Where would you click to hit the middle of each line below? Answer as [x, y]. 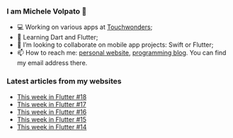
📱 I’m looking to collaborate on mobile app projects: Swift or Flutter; [115, 45]
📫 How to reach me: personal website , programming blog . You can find [121, 53]
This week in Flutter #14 [52, 127]
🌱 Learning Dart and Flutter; [57, 38]
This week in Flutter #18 [52, 97]
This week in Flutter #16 [52, 112]
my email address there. [52, 63]
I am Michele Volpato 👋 [47, 11]
